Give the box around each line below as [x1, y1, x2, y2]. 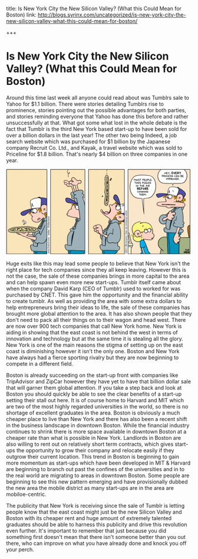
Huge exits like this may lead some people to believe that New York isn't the [6, 259, 190, 267]
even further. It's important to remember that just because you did [6, 527, 167, 534]
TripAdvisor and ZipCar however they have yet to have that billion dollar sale [6, 377, 192, 385]
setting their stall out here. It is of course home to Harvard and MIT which [6, 396, 184, 403]
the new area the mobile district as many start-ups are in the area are [6, 484, 174, 491]
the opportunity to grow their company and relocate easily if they [16, 446, 174, 453]
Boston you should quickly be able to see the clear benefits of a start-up [6, 390, 182, 397]
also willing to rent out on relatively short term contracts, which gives [6, 440, 174, 448]
